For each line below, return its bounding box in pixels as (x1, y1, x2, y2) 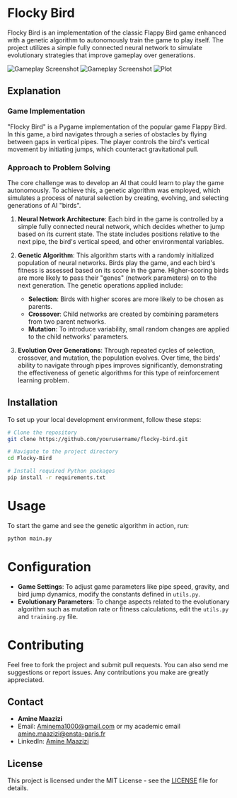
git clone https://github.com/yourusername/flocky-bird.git (7, 435, 189, 442)
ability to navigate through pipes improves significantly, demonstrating (17, 360, 223, 369)
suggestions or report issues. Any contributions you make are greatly (7, 668, 209, 676)
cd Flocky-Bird (7, 454, 52, 462)
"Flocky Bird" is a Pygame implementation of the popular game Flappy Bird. (7, 122, 228, 131)
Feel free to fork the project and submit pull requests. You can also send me (7, 660, 229, 669)
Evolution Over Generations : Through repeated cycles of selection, (17, 346, 216, 354)
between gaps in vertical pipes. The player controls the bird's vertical (7, 137, 209, 146)
